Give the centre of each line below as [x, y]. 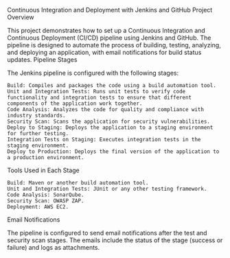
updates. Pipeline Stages [42, 60]
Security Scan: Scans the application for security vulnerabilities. [109, 121]
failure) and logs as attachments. [54, 247]
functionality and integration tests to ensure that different [100, 97]
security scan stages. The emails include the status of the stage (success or [115, 240]
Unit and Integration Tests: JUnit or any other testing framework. [107, 189]
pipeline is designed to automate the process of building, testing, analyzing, [114, 45]
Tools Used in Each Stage [44, 170]
